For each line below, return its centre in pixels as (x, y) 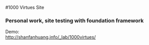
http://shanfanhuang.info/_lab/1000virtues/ (51, 37)
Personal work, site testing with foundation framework (74, 20)
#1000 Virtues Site (25, 7)
